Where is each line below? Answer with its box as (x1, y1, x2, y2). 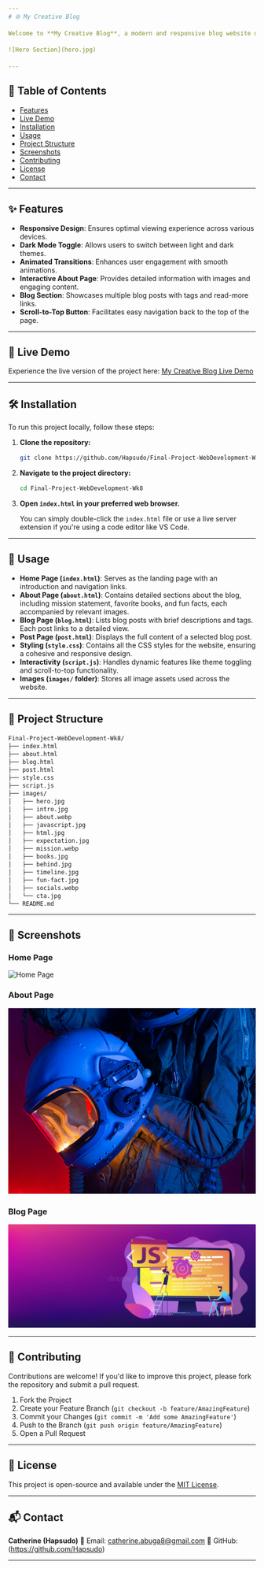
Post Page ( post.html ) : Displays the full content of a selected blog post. (19, 632, 253, 641)
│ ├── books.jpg (8, 852, 68, 860)
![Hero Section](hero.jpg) (8, 46, 97, 54)
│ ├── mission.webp (8, 844, 79, 852)
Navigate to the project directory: (19, 469, 131, 478)
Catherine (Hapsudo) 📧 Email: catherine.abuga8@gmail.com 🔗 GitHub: (8, 1536, 238, 1545)
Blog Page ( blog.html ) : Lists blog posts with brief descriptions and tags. (19, 615, 254, 625)
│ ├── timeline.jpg (8, 868, 79, 876)
